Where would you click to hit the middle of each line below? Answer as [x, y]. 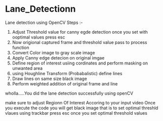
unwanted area [27, 68]
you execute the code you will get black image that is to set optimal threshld [81, 108]
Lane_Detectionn [40, 9]
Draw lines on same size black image [49, 79]
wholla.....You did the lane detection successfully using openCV [69, 93]
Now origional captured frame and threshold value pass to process [80, 42]
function [21, 47]
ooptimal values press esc [38, 37]
